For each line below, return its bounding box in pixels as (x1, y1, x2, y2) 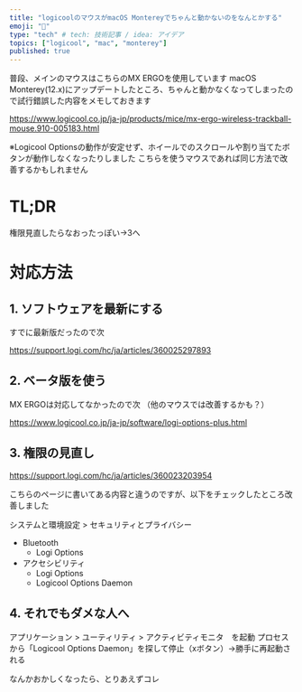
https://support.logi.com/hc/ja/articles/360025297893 (9, 345, 212, 356)
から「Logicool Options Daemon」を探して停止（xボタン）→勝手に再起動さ (9, 642, 291, 653)
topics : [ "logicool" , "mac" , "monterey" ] (9, 38, 168, 48)
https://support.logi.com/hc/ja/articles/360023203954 (9, 470, 213, 481)
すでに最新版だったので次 (9, 327, 105, 338)
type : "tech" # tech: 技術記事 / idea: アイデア (9, 30, 185, 39)
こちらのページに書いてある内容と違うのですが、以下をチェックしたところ (9, 489, 286, 500)
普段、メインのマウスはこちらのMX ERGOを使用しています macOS (9, 73, 257, 84)
